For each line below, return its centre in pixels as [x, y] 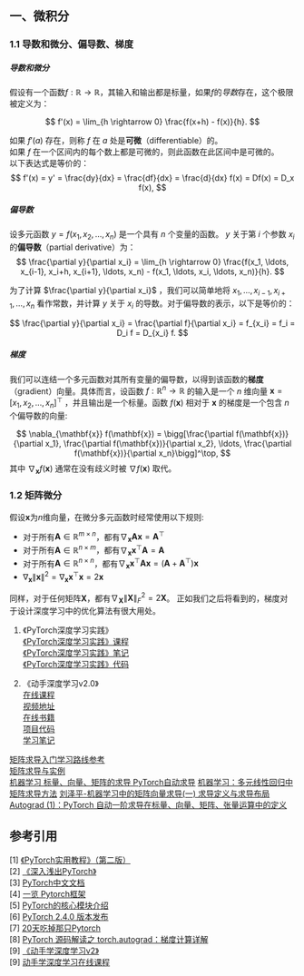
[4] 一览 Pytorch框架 [48, 893]
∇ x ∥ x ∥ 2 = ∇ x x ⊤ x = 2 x [63, 577]
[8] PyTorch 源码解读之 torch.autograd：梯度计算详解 [109, 939]
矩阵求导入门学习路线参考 [57, 760]
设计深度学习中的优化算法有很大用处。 [88, 611]
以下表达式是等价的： [49, 163]
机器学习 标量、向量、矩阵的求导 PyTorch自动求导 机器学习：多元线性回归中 [151, 783]
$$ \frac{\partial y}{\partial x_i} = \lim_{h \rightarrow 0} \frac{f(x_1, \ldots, [152, 262]
